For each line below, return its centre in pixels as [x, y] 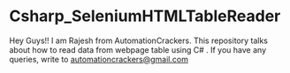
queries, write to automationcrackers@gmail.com [99, 59]
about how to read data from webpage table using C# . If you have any [138, 49]
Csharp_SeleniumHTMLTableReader [145, 16]
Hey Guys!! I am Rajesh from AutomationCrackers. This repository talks [138, 40]
